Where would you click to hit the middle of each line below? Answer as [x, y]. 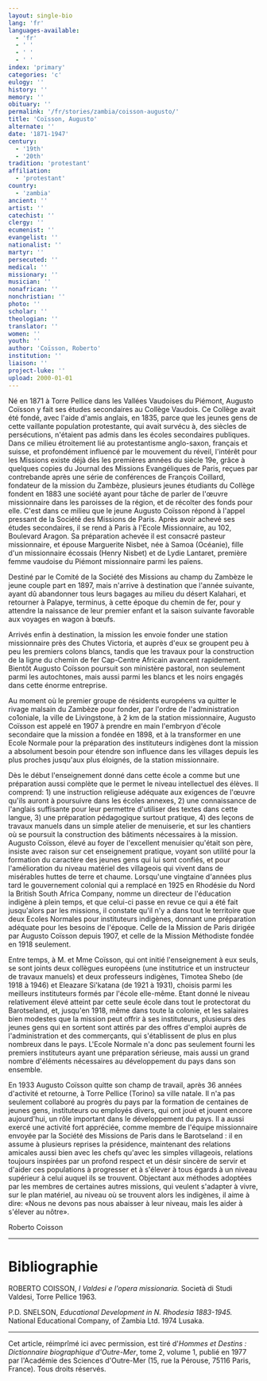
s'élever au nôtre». [39, 1212]
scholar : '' [28, 311]
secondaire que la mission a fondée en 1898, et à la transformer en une [124, 734]
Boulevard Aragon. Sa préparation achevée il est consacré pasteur [117, 536]
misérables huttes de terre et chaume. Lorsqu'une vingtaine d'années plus [130, 877]
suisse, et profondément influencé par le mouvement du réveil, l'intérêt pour [133, 451]
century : [23, 141]
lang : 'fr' [26, 23]
